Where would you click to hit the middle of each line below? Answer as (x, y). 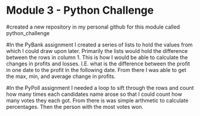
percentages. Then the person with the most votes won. (75, 106)
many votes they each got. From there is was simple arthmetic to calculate (97, 100)
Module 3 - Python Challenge (80, 10)
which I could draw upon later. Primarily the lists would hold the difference (97, 51)
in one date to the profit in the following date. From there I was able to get (96, 70)
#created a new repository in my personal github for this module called (93, 27)
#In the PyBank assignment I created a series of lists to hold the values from (99, 45)
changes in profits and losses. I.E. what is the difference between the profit (98, 64)
